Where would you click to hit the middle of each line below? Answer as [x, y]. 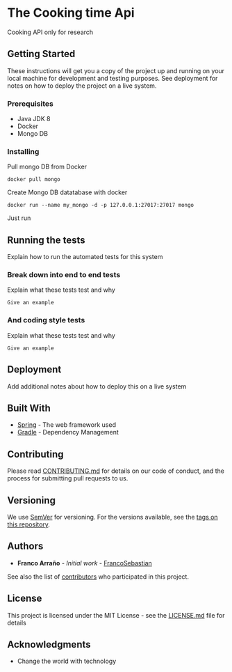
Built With [29, 408]
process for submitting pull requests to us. [68, 478]
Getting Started [41, 54]
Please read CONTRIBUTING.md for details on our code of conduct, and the [116, 471]
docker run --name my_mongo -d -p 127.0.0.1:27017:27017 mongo [101, 205]
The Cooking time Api [71, 13]
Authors [25, 546]
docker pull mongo [34, 180]
